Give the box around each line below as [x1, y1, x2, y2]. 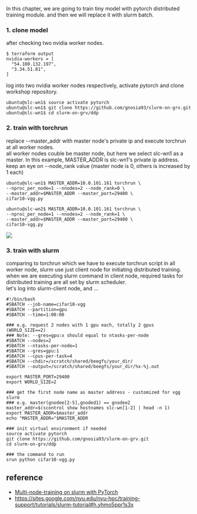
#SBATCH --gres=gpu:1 [6, 348, 60, 354]
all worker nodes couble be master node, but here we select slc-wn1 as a [6, 150, 184, 157]
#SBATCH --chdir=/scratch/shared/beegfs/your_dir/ [6, 358, 133, 364]
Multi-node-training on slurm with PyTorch [14, 488, 119, 496]
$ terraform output [6, 51, 54, 57]
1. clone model [6, 26, 48, 34]
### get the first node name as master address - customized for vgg [6, 389, 181, 395]
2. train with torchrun [6, 124, 68, 132]
